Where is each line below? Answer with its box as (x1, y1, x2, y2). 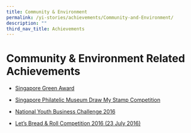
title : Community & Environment (6, 8, 87, 15)
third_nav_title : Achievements (6, 25, 85, 32)
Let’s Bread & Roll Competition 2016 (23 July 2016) (14, 120, 141, 127)
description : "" (6, 20, 47, 26)
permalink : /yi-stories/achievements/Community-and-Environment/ (6, 15, 174, 21)
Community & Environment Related (6, 52, 186, 65)
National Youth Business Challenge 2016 (14, 108, 116, 115)
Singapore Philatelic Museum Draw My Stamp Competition (14, 96, 161, 103)
